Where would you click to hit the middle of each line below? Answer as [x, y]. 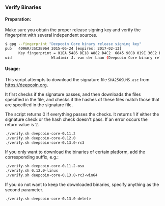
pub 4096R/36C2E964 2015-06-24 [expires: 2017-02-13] [63, 48]
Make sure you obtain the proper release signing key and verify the [73, 30]
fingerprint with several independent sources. [51, 35]
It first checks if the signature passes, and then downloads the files [73, 94]
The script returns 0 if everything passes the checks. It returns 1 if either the [82, 114]
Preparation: [18, 19]
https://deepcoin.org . [27, 85]
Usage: [13, 69]
